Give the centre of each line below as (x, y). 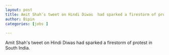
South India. (18, 48)
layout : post (19, 10)
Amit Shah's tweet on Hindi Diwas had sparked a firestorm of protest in (79, 42)
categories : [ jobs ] (27, 24)
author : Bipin (20, 19)
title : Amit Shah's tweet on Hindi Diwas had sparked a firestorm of (81, 14)
